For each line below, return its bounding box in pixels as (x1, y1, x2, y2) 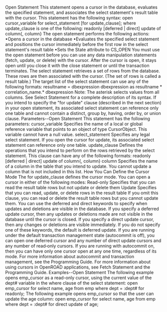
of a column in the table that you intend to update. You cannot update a (5, 163, 152, 169)
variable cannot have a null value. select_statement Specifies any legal (5, 132, 151, 137)
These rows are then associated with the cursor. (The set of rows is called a (5, 73, 161, 79)
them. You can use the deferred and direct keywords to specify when (5, 201, 148, 206)
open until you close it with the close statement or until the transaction (5, 62, 150, 68)
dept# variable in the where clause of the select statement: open (5, 280, 138, 286)
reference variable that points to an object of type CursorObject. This (5, 126, 147, 132)
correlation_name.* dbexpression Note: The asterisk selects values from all (5, 89, 160, 95)
